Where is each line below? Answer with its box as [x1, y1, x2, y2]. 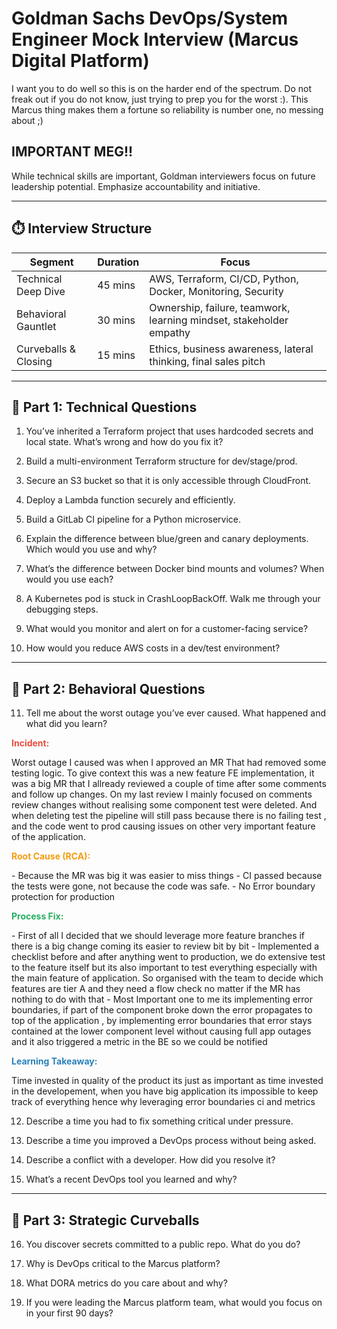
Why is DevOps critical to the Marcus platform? [25, 1258, 221, 1269]
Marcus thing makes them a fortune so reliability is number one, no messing [11, 103, 324, 116]
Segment [29, 255, 74, 269]
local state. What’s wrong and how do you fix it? [25, 436, 224, 448]
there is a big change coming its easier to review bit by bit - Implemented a [11, 940, 320, 952]
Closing [16, 354, 53, 368]
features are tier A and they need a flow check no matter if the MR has [11, 983, 301, 995]
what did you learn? [25, 718, 108, 730]
